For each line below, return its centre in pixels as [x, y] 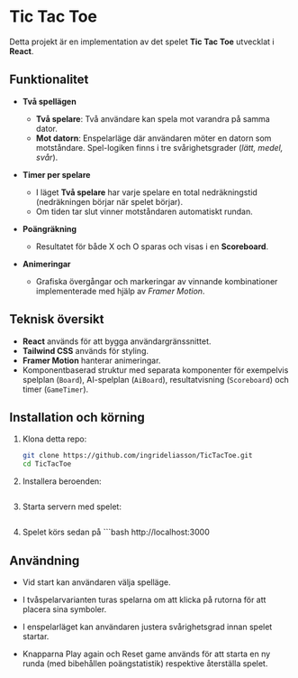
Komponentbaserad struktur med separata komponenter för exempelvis [155, 370]
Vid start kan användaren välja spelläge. [96, 582]
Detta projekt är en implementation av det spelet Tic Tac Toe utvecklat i [142, 42]
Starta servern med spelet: [72, 506]
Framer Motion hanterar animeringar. [91, 360]
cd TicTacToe [47, 464]
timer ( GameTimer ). [55, 389]
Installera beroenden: [62, 481]
